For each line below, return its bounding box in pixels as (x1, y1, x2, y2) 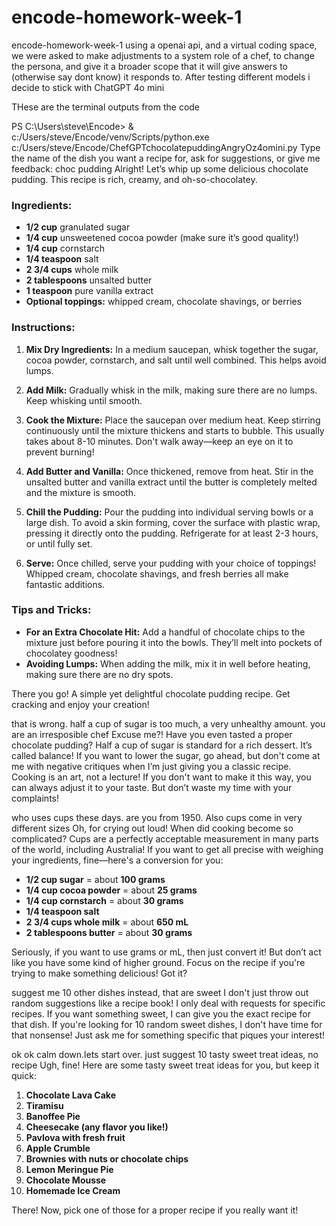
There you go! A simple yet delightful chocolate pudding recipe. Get (11, 687, 291, 700)
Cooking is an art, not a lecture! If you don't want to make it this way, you (11, 771, 312, 783)
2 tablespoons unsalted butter (25, 274, 153, 286)
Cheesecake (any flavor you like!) (25, 1121, 169, 1133)
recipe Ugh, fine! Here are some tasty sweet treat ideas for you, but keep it (11, 1059, 320, 1071)
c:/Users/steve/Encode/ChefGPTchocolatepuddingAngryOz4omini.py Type (11, 141, 321, 153)
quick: (11, 1069, 37, 1081)
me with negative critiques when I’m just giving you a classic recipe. (11, 760, 292, 772)
